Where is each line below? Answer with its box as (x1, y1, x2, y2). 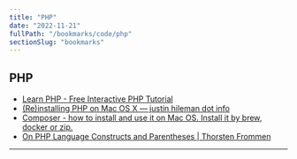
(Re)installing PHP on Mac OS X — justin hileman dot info (21, 103, 230, 114)
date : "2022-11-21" (9, 21, 81, 30)
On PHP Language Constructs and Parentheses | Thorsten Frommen (21, 132, 271, 142)
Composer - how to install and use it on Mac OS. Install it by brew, (21, 112, 263, 124)
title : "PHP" (9, 12, 57, 22)
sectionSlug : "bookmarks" (9, 37, 104, 47)
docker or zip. (21, 122, 73, 132)
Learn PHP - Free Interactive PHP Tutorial (21, 94, 174, 104)
